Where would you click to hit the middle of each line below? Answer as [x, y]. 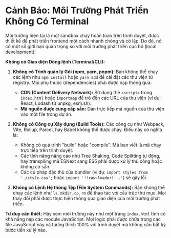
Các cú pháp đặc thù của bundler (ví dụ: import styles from [84, 172]
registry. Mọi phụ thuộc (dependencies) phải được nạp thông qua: [82, 82]
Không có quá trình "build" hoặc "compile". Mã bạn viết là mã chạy [91, 145]
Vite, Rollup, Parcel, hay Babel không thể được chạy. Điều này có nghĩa [87, 129]
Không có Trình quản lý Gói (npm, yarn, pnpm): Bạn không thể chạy [85, 72]
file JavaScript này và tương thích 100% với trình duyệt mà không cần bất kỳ [86, 224]
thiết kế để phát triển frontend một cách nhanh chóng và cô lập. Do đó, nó [83, 41]
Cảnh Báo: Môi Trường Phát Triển [77, 10]
